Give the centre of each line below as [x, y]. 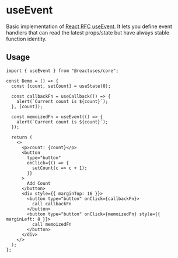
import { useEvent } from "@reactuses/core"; [62, 71]
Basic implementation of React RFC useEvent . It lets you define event [89, 26]
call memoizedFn [52, 224]
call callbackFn [52, 204]
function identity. [26, 39]
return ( [22, 137]
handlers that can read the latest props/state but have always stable [88, 32]
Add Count [39, 183]
